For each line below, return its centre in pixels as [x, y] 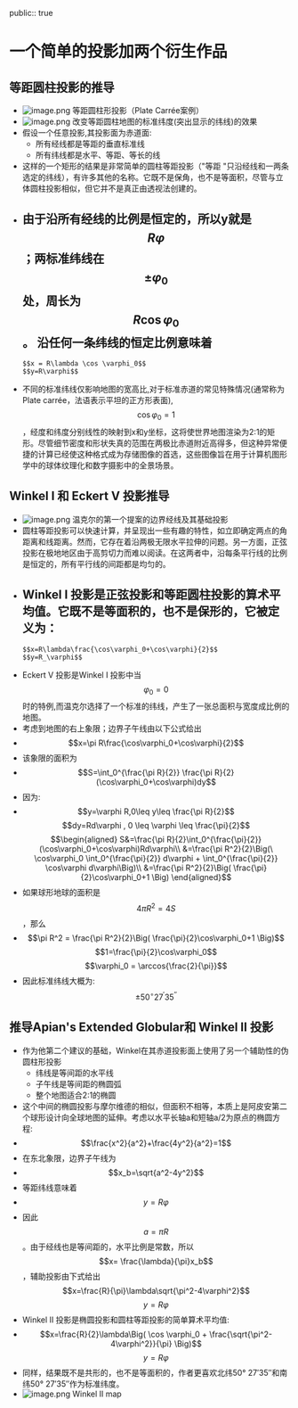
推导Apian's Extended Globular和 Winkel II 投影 [141, 1028]
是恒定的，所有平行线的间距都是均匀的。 [96, 564]
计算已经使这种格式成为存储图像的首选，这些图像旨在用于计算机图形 [162, 454]
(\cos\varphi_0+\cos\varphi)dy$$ [156, 782]
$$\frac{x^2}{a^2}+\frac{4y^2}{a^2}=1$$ [156, 1143]
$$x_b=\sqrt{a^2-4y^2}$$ [156, 1173]
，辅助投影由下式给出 [61, 1276]
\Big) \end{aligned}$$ [192, 877]
